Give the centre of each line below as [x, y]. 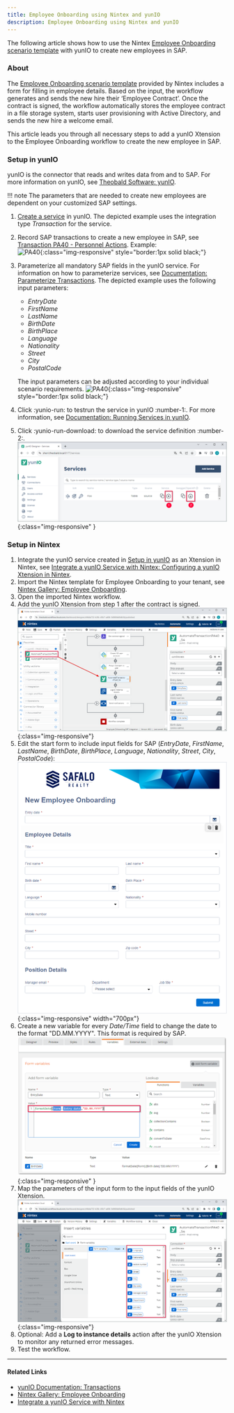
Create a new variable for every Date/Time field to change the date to [117, 1026]
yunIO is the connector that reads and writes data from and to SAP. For [109, 175]
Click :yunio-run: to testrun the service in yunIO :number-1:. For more [116, 410]
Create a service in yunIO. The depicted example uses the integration [117, 217]
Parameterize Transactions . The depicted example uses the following [116, 281]
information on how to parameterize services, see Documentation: [112, 273]
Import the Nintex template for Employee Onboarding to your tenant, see [121, 582]
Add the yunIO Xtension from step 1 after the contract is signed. [109, 604]
